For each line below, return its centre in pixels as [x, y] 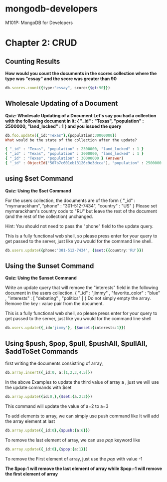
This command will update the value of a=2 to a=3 [57, 406]
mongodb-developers [52, 9]
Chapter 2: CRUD [41, 43]
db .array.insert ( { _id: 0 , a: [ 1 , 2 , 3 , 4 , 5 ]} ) [49, 373]
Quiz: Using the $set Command [38, 190]
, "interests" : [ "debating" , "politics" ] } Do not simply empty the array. [78, 298]
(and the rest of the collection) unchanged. [49, 216]
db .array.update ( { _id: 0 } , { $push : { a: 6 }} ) [48, 430]
